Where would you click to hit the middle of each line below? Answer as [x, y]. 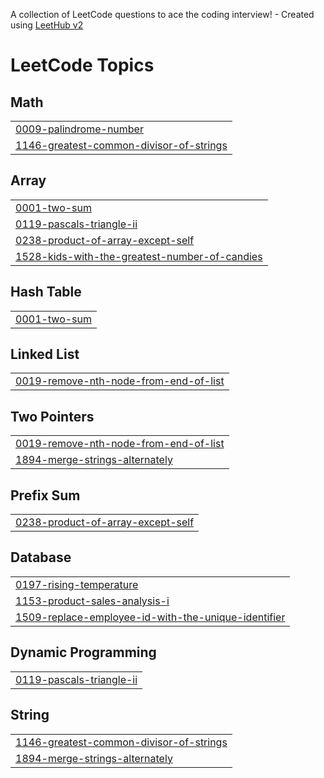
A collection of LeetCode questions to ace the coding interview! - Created [162, 14]
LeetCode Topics [82, 65]
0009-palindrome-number [79, 129]
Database [41, 557]
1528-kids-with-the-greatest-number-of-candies [139, 256]
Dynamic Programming [83, 652]
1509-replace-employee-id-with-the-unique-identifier [150, 617]
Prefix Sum [45, 495]
